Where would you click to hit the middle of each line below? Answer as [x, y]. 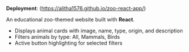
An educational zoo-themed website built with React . [70, 19]
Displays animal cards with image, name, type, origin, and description [99, 31]
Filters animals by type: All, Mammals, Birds [67, 37]
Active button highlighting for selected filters [68, 43]
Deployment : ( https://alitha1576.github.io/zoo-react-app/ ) [76, 8]
